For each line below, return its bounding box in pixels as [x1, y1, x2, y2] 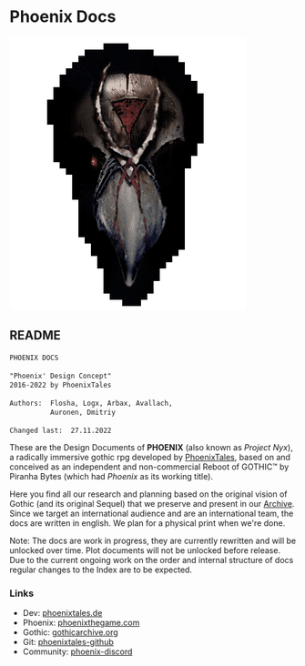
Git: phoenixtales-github [22, 637, 114, 648]
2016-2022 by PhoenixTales [9, 380, 112, 389]
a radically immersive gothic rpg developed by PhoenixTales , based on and [9, 451, 291, 462]
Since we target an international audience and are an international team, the [9, 508, 294, 519]
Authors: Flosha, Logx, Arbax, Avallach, [9, 399, 173, 408]
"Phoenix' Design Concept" [9, 371, 112, 380]
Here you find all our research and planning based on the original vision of [9, 489, 288, 499]
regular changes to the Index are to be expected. [9, 564, 193, 575]
